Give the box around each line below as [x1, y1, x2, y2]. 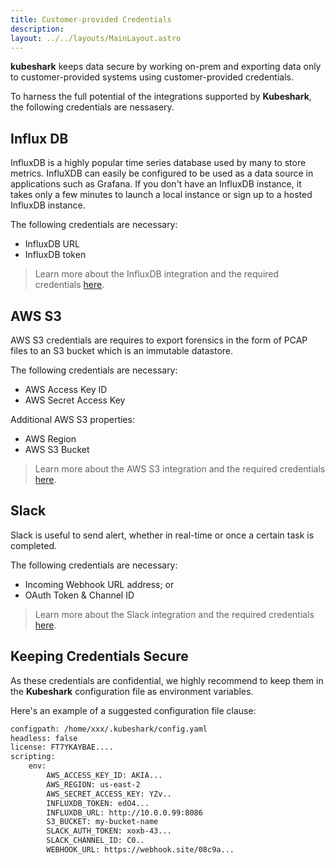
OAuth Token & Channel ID [24, 589, 135, 601]
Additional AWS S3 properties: [10, 414, 135, 425]
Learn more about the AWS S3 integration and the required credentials [34, 463, 326, 475]
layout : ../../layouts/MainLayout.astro [10, 33, 182, 43]
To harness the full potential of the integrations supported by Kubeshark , [10, 91, 312, 103]
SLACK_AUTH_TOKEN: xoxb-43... [46, 826, 172, 836]
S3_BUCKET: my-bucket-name [46, 817, 159, 827]
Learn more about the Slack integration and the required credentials [34, 608, 315, 620]
